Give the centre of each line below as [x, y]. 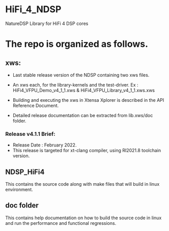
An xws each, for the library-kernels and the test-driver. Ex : [75, 84]
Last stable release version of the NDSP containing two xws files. [81, 75]
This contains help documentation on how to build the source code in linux [83, 218]
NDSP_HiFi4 [25, 172]
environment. [19, 190]
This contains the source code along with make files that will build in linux [82, 184]
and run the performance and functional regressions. [61, 223]
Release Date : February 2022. [45, 145]
